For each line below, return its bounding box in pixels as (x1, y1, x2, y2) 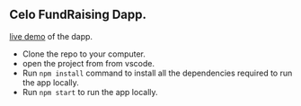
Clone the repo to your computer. (22, 49, 146, 59)
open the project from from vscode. (22, 57, 155, 68)
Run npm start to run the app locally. (22, 86, 159, 97)
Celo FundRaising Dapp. (9, 7, 146, 22)
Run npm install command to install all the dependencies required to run (22, 67, 293, 78)
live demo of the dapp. (9, 31, 93, 41)
